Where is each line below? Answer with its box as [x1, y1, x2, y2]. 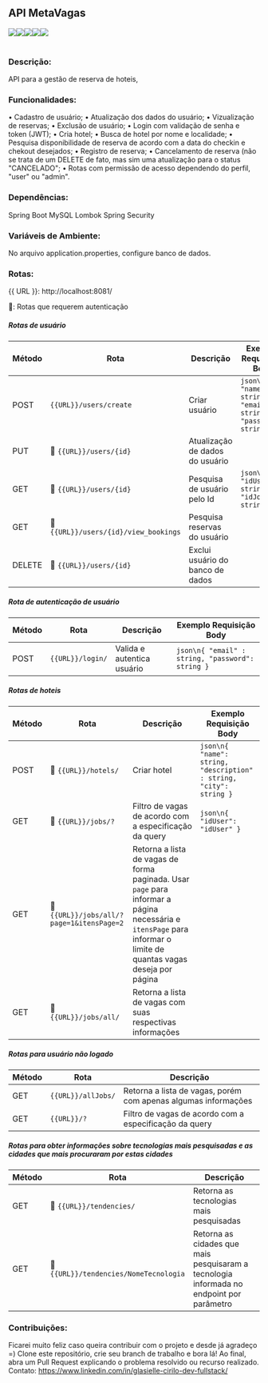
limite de [132, 944, 165, 955]
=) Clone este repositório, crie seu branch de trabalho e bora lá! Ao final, [8, 1349, 247, 1359]
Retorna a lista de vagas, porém [123, 1085, 242, 1096]
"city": [199, 782, 229, 791]
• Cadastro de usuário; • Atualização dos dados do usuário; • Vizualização [8, 112, 254, 122]
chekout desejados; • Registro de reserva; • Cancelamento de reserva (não [8, 146, 257, 156]
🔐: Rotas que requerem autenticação [8, 302, 129, 311]
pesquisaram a [192, 1258, 249, 1269]
